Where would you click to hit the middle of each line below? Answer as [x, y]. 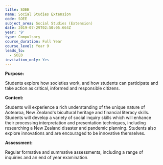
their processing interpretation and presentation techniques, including [75, 123]
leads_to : [15, 50]
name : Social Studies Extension [38, 14]
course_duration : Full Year [34, 42]
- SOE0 [16, 55]
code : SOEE [16, 19]
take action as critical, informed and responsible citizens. [63, 88]
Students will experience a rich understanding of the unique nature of [75, 107]
